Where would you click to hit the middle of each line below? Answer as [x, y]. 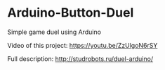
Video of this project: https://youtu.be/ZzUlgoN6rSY [82, 45]
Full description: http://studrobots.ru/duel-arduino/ [80, 59]
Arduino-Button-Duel [71, 13]
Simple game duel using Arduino [54, 32]
